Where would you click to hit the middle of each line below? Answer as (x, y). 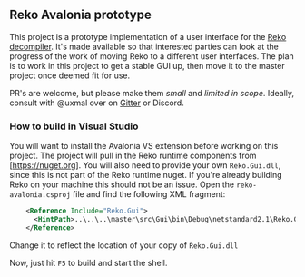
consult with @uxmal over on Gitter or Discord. (97, 103)
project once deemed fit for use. (69, 75)
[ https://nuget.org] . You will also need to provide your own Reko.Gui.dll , (145, 165)
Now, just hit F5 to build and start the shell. (89, 262)
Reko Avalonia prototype (81, 15)
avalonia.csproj (40, 195)
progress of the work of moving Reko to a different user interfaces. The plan (152, 56)
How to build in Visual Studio (74, 126)
